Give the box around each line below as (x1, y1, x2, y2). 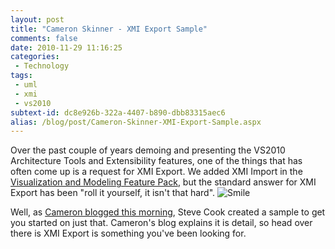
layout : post (10, 14, 65, 25)
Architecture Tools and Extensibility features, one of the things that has (10, 155, 303, 167)
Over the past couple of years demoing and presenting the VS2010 (10, 144, 286, 156)
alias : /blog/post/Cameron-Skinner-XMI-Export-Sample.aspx (10, 117, 262, 127)
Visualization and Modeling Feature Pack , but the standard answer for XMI (10, 176, 317, 188)
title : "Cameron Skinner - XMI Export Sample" (10, 24, 208, 34)
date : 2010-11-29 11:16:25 (10, 42, 123, 53)
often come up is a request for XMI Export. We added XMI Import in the (10, 166, 303, 178)
